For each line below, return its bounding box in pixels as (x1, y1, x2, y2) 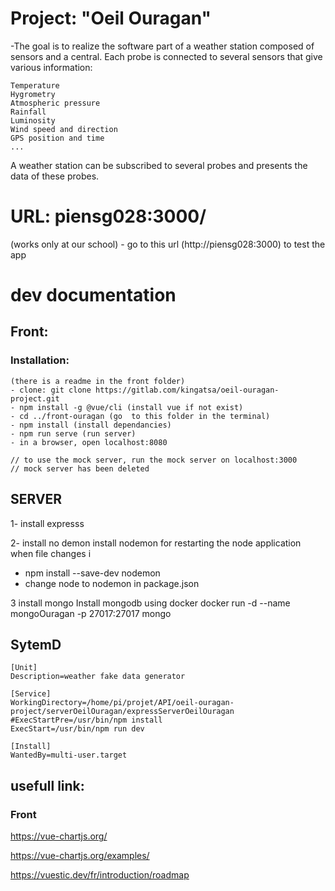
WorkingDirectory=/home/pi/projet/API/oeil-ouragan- (10, 698, 235, 708)
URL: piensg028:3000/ (10, 205, 207, 228)
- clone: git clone (10, 385, 92, 395)
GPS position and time (10, 133, 105, 143)
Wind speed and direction (10, 124, 118, 134)
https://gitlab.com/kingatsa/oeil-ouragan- (95, 385, 280, 395)
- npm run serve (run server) (10, 428, 137, 439)
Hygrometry (10, 89, 56, 99)
